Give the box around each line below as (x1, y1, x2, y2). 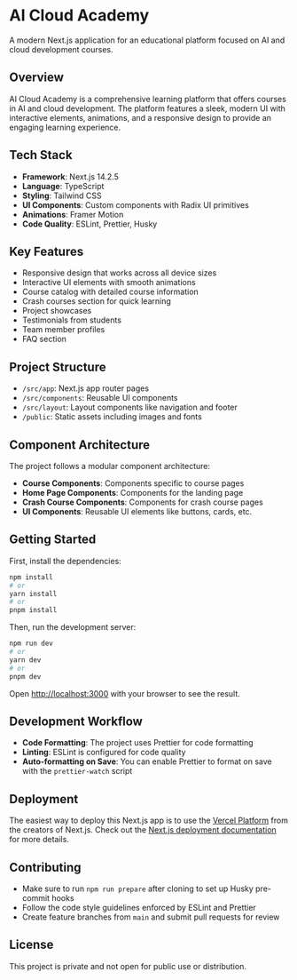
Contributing (9, 859, 82, 875)
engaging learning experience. (9, 122, 121, 132)
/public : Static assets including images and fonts (21, 411, 202, 422)
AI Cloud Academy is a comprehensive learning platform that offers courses (9, 93, 286, 104)
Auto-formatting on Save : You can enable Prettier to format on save (21, 756, 272, 767)
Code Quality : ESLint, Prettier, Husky (21, 219, 158, 229)
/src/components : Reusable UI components (21, 393, 178, 403)
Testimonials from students (21, 315, 122, 325)
